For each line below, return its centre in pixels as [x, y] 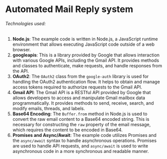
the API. [21, 71]
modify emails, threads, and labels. [49, 109]
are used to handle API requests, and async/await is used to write [80, 146]
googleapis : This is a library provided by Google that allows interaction [86, 55]
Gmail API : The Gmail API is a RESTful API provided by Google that [81, 93]
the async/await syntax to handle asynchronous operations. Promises [85, 141]
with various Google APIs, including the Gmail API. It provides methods [86, 60]
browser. [22, 50]
